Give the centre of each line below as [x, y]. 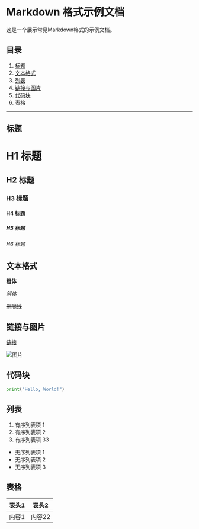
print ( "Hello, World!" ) [36, 389]
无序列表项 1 [30, 452]
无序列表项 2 [30, 459]
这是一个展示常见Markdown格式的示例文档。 [61, 30]
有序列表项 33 [32, 440]
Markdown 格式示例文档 [66, 12]
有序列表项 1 [30, 425]
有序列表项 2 [30, 432]
